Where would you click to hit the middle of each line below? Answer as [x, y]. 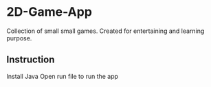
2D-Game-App [49, 12]
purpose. [19, 38]
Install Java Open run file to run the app [62, 76]
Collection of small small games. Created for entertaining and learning [105, 31]
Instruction [31, 60]
